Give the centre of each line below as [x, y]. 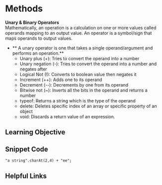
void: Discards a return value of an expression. [67, 116]
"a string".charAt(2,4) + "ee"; [38, 161]
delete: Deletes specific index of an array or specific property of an [88, 106]
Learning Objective [35, 132]
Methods [24, 9]
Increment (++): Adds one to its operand [61, 80]
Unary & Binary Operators [32, 22]
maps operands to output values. [39, 38]
